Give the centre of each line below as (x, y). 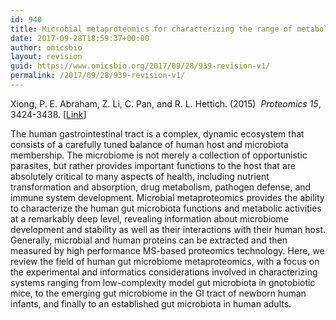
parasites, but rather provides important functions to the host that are (153, 165)
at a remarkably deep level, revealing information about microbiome (149, 218)
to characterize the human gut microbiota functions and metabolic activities (166, 208)
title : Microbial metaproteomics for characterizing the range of (151, 29)
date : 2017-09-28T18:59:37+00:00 (80, 38)
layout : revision (46, 57)
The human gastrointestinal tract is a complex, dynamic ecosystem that (157, 133)
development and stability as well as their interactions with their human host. (168, 229)
